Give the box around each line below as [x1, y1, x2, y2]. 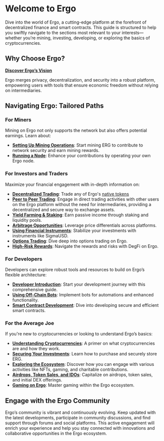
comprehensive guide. [12, 287, 58, 293]
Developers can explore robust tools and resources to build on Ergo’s [5, 266, 145, 273]
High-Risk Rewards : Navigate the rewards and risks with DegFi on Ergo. [12, 243, 159, 249]
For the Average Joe [5, 320, 55, 326]
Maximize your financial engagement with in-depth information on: [5, 181, 140, 187]
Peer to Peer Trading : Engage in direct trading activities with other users [12, 196, 160, 202]
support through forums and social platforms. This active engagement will [5, 420, 155, 426]
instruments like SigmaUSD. [12, 233, 69, 238]
